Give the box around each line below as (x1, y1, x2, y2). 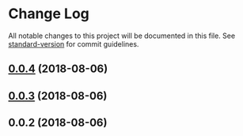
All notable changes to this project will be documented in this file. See (8, 31, 236, 40)
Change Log (8, 5, 89, 23)
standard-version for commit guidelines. (8, 39, 139, 48)
